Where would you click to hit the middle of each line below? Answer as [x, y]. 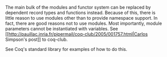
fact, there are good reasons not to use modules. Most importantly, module [84, 23]
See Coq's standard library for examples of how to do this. [66, 49]
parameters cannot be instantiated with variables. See [62, 29]
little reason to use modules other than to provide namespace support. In [81, 18]
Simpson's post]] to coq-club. [37, 39]
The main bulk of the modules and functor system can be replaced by [78, 7]
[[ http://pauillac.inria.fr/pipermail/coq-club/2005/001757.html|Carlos [77, 34]
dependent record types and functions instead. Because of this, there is [80, 13]
